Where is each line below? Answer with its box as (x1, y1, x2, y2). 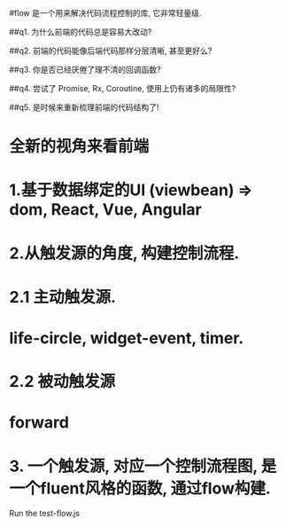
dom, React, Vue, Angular (9, 200, 202, 220)
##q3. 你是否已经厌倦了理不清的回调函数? (9, 65, 161, 75)
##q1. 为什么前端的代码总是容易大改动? (9, 27, 152, 37)
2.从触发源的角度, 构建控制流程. (9, 243, 240, 263)
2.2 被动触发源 (9, 372, 116, 392)
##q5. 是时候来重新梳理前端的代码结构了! (9, 102, 159, 113)
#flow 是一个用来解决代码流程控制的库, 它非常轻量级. (9, 8, 202, 18)
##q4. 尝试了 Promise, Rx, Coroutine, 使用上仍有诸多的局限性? (9, 83, 236, 93)
